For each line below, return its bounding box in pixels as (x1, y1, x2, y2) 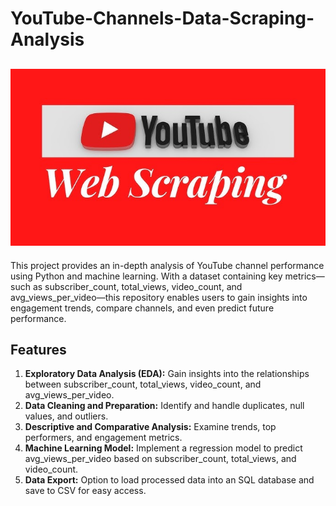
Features (10, 341, 67, 358)
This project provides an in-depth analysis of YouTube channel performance (10, 259, 325, 271)
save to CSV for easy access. (24, 485, 147, 497)
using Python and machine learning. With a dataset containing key (10, 270, 283, 282)
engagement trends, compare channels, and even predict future (10, 302, 275, 314)
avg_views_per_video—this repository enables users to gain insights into (10, 291, 308, 303)
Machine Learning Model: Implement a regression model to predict (24, 442, 303, 454)
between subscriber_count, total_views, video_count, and (24, 378, 262, 391)
